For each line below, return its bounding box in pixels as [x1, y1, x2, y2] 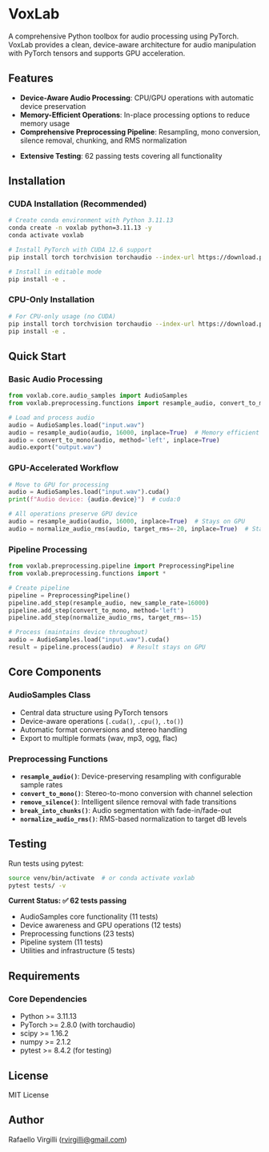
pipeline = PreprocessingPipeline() [8, 591, 130, 600]
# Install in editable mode [8, 268, 102, 276]
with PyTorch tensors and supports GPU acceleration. [8, 48, 186, 58]
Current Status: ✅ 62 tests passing [8, 895, 126, 906]
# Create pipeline [8, 584, 70, 592]
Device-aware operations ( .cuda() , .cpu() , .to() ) [19, 716, 184, 726]
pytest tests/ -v [8, 881, 66, 890]
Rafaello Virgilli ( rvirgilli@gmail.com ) [8, 1134, 127, 1144]
